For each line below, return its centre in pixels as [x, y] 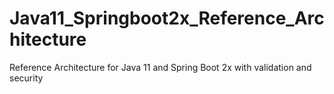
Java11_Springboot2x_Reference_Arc [167, 18]
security [26, 78]
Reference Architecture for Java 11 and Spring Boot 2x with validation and [160, 67]
